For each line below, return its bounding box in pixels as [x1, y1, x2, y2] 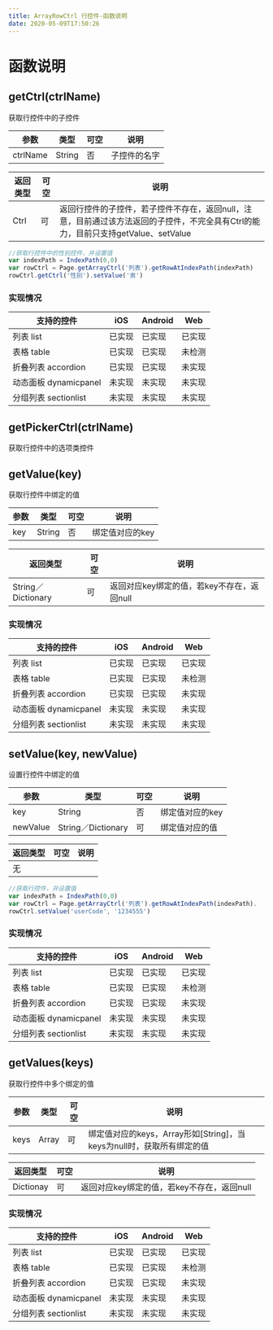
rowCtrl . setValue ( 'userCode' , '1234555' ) [8, 907, 151, 916]
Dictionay [12, 1181, 49, 1192]
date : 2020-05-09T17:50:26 [8, 20, 100, 28]
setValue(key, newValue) [8, 746, 138, 761]
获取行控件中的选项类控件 [8, 443, 94, 453]
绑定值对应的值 [160, 822, 218, 833]
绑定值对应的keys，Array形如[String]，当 [88, 1128, 246, 1140]
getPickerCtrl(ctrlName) [8, 420, 134, 434]
